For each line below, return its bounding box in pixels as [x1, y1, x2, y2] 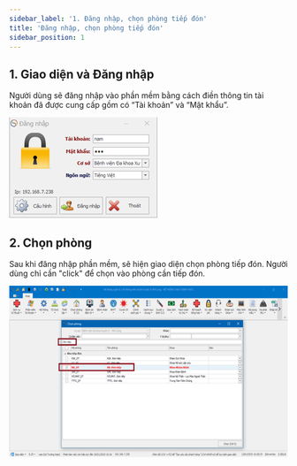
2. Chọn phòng [9, 235, 93, 250]
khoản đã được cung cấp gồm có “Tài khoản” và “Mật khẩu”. [9, 100, 229, 111]
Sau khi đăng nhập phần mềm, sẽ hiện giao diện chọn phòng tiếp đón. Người [9, 259, 288, 269]
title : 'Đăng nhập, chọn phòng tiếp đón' [9, 23, 164, 33]
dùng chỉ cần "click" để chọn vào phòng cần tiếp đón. [9, 268, 206, 279]
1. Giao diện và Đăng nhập [9, 66, 155, 81]
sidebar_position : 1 [9, 33, 86, 42]
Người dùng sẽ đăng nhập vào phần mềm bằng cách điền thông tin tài [9, 90, 264, 101]
